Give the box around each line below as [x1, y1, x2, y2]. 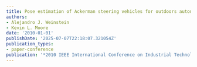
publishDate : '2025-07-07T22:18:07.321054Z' [6, 36, 117, 41]
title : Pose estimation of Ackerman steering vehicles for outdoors [6, 8, 177, 15]
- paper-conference [6, 47, 54, 52]
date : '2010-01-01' [6, 30, 54, 36]
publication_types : [6, 41, 54, 47]
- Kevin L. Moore [6, 24, 49, 31]
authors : [6, 14, 28, 20]
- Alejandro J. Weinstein [6, 19, 69, 25]
